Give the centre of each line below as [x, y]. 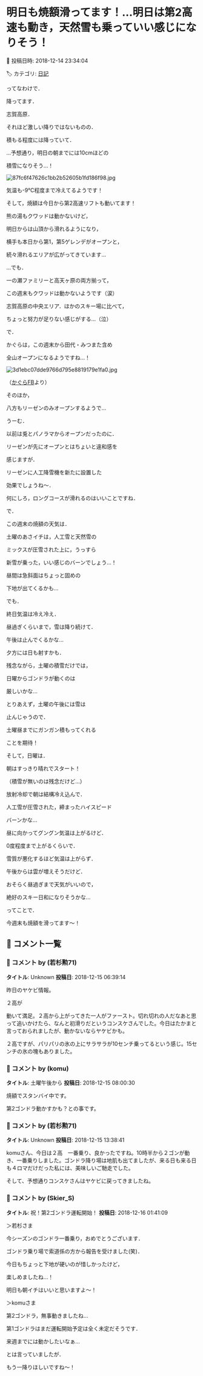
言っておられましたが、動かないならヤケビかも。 [67, 1031]
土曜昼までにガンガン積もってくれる [51, 730]
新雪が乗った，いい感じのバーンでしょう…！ [62, 562]
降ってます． [22, 101]
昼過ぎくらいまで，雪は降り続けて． [52, 627]
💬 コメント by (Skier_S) [40, 1198]
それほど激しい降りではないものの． [52, 127]
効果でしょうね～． [30, 485]
